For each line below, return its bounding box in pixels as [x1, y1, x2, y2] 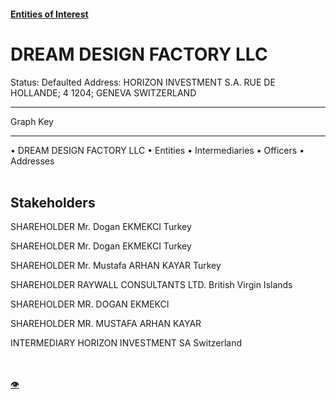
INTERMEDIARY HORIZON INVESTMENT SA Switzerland [10, 337, 243, 349]
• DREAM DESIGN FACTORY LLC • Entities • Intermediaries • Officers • [10, 144, 305, 156]
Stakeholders [10, 194, 96, 211]
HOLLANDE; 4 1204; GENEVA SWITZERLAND [10, 86, 197, 99]
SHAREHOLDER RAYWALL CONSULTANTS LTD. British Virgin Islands [10, 279, 293, 291]
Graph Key [10, 115, 54, 127]
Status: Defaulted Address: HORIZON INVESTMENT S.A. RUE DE [10, 76, 276, 88]
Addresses [10, 155, 55, 167]
